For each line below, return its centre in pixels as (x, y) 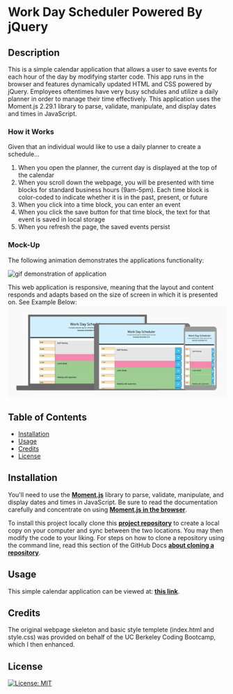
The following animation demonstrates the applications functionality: (106, 260)
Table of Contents (48, 417)
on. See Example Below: (42, 302)
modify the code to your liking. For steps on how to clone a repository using (116, 537)
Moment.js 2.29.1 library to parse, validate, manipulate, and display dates (112, 106)
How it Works (31, 132)
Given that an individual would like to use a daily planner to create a (104, 147)
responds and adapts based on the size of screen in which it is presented (113, 294)
